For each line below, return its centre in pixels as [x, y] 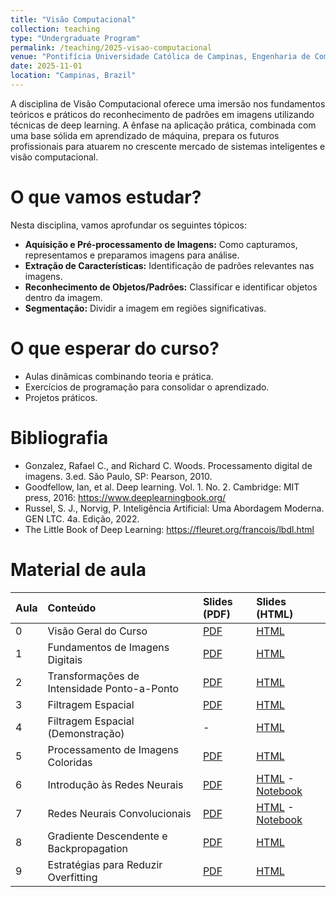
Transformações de [93, 676]
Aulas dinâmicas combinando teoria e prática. [119, 376]
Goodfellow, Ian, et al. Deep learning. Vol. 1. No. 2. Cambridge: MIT [162, 487]
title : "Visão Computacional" [73, 19]
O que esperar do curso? [115, 348]
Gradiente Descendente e [107, 836]
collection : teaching [55, 29]
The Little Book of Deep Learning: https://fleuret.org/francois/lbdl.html [169, 529]
